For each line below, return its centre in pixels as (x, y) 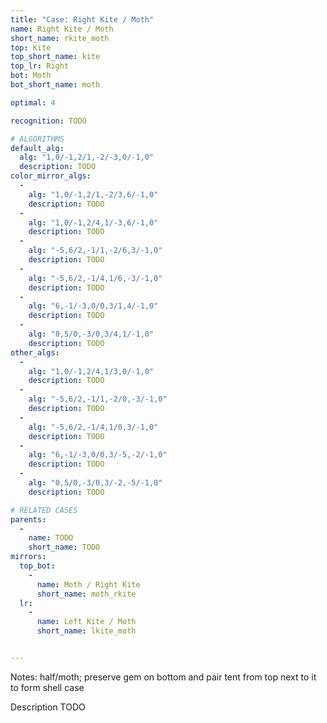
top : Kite (31, 47)
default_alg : (37, 148)
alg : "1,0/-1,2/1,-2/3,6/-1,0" (93, 194)
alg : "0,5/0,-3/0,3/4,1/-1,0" (91, 334)
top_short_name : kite (55, 57)
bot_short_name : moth (55, 85)
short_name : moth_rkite (86, 594)
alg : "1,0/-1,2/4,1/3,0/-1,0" (91, 371)
